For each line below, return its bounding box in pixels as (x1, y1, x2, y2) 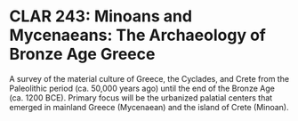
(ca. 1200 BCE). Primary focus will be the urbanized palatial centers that (9, 92, 273, 103)
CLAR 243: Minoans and (9, 6, 193, 27)
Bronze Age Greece (9, 44, 156, 64)
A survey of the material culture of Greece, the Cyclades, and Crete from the (9, 73, 290, 84)
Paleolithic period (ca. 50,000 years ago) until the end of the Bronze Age (9, 83, 276, 93)
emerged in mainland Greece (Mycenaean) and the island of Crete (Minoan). (9, 101, 289, 112)
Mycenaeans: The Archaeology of (9, 25, 267, 45)
